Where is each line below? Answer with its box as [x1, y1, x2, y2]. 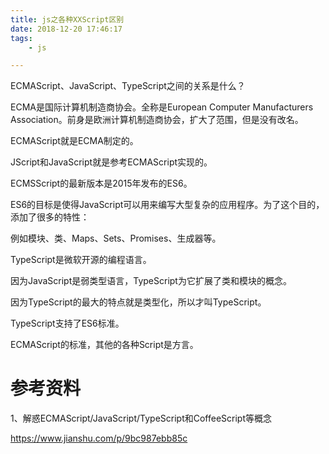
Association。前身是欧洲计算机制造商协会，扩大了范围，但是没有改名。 [10, 114, 304, 126]
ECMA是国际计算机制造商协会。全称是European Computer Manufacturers [10, 101, 314, 113]
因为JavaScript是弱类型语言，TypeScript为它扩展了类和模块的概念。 [10, 275, 292, 287]
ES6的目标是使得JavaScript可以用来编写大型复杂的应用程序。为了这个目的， [10, 199, 325, 211]
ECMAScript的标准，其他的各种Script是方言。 [10, 339, 199, 351]
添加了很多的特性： [10, 211, 90, 223]
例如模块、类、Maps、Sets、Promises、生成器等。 [10, 232, 222, 245]
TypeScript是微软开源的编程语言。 [10, 254, 152, 266]
